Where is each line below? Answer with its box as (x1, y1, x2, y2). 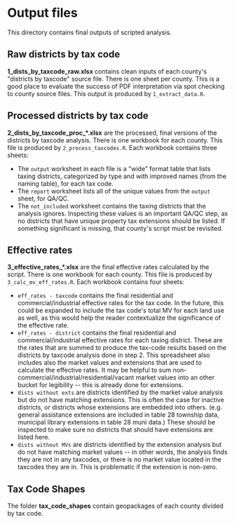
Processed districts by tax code (7, 110, 149, 122)
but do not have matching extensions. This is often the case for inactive (17, 396, 224, 404)
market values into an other (135, 373, 215, 382)
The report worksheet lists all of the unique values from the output (17, 187, 210, 195)
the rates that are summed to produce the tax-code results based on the (17, 344, 227, 352)
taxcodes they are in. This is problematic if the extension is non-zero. (17, 463, 217, 471)
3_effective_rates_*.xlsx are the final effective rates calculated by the (7, 263, 209, 271)
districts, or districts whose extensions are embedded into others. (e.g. (17, 403, 222, 412)
